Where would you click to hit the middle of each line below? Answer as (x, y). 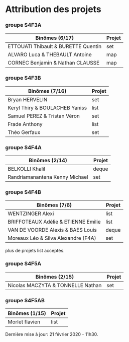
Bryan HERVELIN (28, 99)
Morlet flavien (24, 322)
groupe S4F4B (23, 192)
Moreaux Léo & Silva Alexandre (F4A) (52, 238)
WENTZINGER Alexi (31, 214)
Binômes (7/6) (54, 205)
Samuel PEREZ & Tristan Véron (44, 116)
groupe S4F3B (23, 78)
